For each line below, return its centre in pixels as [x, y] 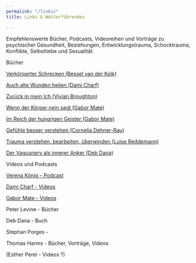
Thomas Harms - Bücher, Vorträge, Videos [57, 243]
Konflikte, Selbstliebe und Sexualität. [50, 51]
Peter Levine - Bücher [32, 209]
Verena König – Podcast [35, 175]
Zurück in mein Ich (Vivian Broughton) [52, 96]
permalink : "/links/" [32, 11]
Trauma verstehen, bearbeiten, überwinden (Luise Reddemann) [82, 141]
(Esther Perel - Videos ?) [36, 254]
